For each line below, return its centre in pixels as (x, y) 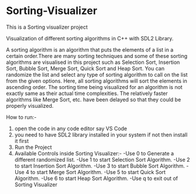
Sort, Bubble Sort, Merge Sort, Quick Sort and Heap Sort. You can (85, 68)
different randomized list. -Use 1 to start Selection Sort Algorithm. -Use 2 (102, 159)
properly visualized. (30, 105)
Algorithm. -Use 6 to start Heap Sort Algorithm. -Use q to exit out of (96, 178)
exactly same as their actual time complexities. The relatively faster (87, 93)
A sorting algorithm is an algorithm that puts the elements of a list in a (90, 50)
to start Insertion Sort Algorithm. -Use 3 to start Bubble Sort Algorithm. (100, 166)
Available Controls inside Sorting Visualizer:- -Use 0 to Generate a (94, 153)
